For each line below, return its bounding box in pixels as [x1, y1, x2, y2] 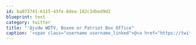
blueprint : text [6, 14, 45, 20]
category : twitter [6, 19, 51, 25]
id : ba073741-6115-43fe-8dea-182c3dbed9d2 [6, 8, 111, 15]
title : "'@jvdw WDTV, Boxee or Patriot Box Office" [6, 25, 134, 31]
